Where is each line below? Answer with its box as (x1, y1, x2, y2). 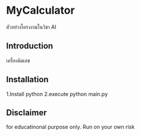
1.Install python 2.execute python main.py (6, 90, 108, 97)
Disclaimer (6, 107, 47, 118)
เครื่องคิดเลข (6, 57, 30, 64)
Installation (6, 75, 49, 85)
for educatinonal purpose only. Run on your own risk (6, 123, 135, 131)
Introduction (6, 41, 54, 51)
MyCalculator (6, 4, 76, 17)
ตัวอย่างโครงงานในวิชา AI (6, 23, 57, 30)
